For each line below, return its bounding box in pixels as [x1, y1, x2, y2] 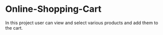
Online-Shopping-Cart [5, 3, 102, 15]
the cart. [5, 25, 23, 31]
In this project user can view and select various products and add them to [5, 20, 158, 26]
